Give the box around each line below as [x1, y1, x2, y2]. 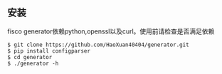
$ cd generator [7, 53, 53, 60]
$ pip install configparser [7, 47, 91, 55]
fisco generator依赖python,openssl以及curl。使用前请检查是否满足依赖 [7, 27, 215, 36]
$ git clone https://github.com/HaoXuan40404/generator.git [7, 41, 190, 48]
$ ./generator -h [7, 60, 59, 67]
